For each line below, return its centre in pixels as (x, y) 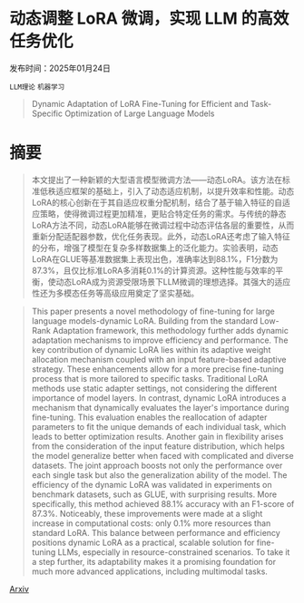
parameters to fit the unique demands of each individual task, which (159, 426)
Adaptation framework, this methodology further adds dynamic (171, 330)
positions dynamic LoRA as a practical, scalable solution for (143, 542)
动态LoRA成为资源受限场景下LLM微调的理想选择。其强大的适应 (173, 281)
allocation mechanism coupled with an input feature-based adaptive (159, 359)
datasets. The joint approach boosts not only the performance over (157, 465)
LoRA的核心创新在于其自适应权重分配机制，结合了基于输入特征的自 (157, 202)
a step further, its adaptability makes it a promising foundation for (154, 561)
